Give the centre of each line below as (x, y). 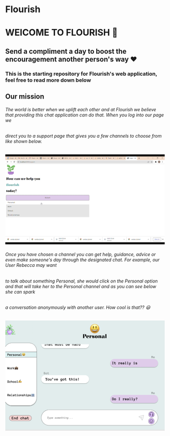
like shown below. (24, 141)
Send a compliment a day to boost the (66, 51)
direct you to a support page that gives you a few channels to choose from (83, 136)
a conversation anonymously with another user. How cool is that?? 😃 (78, 307)
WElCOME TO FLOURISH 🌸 (61, 33)
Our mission (25, 97)
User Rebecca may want (31, 265)
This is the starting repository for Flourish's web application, (81, 74)
